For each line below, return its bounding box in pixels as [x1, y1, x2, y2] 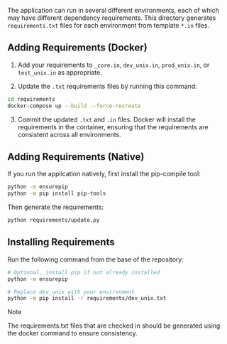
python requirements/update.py [7, 217, 100, 224]
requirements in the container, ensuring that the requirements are [17, 122, 209, 131]
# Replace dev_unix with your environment [7, 288, 135, 296]
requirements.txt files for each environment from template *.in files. [7, 21, 210, 29]
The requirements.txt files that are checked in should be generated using [7, 321, 221, 330]
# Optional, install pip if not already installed [7, 269, 160, 276]
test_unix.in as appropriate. [17, 68, 103, 77]
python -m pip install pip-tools [7, 190, 106, 198]
